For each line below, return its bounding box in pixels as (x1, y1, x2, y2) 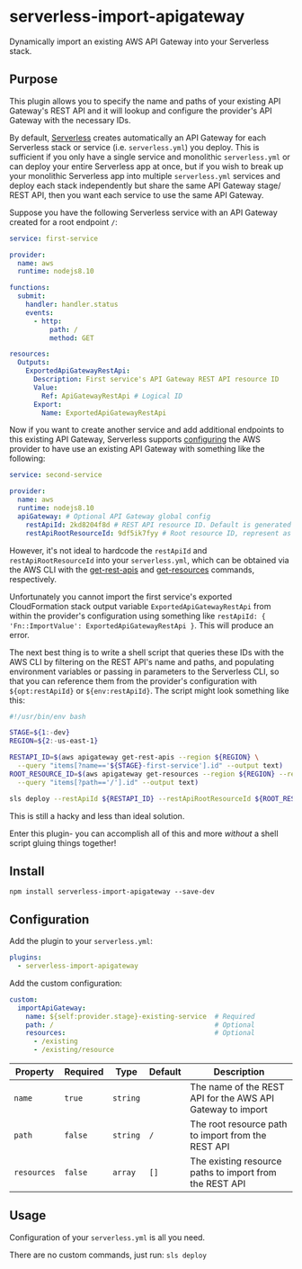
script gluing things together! (9, 837, 117, 848)
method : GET (49, 333, 94, 343)
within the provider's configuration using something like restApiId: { (9, 610, 266, 621)
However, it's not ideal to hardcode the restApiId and (9, 544, 208, 555)
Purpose (9, 72, 58, 87)
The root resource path (190, 1118, 288, 1130)
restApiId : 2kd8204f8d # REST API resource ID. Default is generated (25, 520, 292, 529)
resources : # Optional (25, 1029, 255, 1038)
